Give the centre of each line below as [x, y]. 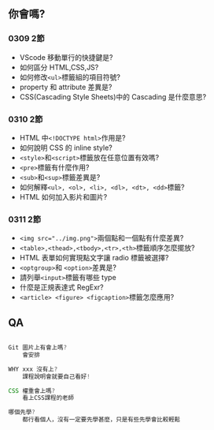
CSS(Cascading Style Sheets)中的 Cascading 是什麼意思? [113, 96]
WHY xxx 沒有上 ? [33, 369]
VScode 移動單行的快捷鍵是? [66, 57]
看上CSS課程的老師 [48, 398]
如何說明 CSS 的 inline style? [66, 148]
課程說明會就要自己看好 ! [56, 376]
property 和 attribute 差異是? [66, 87]
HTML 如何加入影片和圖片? [63, 196]
